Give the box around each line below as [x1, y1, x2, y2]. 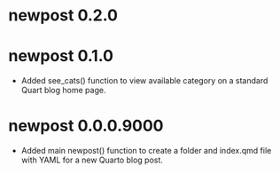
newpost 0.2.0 [8, 5, 119, 26]
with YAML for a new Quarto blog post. [20, 154, 163, 165]
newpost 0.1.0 [8, 46, 114, 67]
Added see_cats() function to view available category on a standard [20, 75, 268, 86]
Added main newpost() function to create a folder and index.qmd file [20, 146, 272, 156]
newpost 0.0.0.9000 [8, 116, 164, 136]
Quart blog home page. [20, 85, 106, 96]
